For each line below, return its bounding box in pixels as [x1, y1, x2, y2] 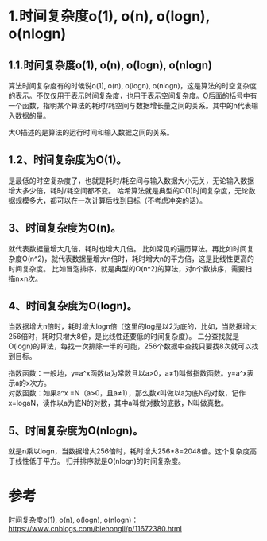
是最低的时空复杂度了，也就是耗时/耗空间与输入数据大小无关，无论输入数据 [8, 176, 255, 185]
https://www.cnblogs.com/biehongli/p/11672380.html [8, 524, 183, 534]
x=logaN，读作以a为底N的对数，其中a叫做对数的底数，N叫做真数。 [8, 399, 229, 408]
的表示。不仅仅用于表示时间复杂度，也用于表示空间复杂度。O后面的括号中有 [8, 91, 257, 100]
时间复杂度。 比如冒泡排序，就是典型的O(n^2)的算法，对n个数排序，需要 [8, 263, 246, 273]
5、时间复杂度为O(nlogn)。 [8, 423, 144, 438]
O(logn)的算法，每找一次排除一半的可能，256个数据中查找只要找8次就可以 [8, 341, 252, 351]
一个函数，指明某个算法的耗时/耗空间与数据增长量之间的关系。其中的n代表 [8, 101, 252, 110]
